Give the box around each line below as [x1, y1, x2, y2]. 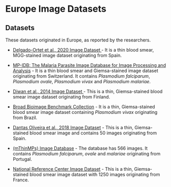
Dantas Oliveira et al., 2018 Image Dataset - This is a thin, [12, 125, 134, 130]
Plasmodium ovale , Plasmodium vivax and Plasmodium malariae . [12, 79, 151, 84]
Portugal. [12, 156, 32, 162]
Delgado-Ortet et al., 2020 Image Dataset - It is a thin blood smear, [12, 47, 154, 53]
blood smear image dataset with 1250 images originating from [30, 172, 160, 177]
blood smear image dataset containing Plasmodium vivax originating [12, 109, 158, 115]
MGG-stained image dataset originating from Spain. [12, 52, 122, 58]
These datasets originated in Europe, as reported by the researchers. [5, 37, 151, 43]
